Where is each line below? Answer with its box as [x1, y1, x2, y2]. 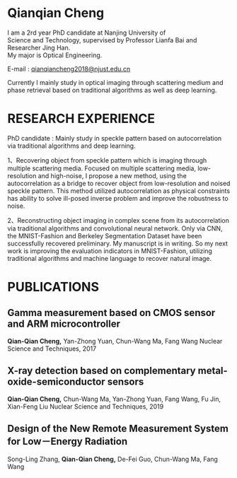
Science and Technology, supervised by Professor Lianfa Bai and [7, 35, 197, 44]
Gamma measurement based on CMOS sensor [7, 307, 216, 319]
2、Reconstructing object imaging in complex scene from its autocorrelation [7, 216, 230, 224]
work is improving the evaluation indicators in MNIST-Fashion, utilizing [7, 246, 212, 255]
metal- [197, 365, 228, 377]
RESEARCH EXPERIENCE [7, 111, 156, 127]
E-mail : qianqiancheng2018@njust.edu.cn [7, 64, 131, 73]
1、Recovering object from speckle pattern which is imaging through [7, 156, 207, 164]
